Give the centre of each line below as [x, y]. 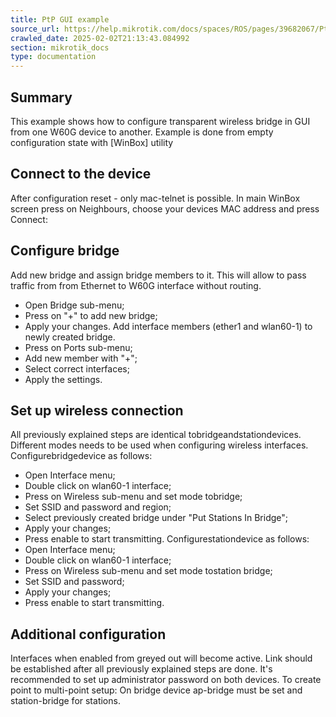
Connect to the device [81, 174]
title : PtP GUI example [60, 19]
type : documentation [53, 57]
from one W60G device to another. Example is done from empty [142, 132]
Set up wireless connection [97, 410]
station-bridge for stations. [65, 701]
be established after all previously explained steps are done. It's [141, 669]
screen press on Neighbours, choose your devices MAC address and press [165, 208]
